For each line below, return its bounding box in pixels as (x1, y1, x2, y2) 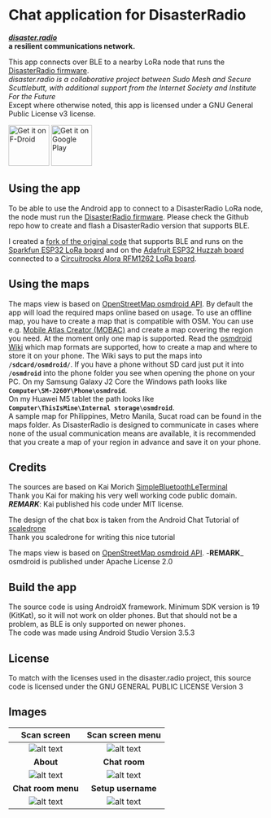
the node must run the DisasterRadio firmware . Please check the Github (8, 211, 250, 221)
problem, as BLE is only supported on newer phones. (8, 620, 186, 629)
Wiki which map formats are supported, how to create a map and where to (8, 342, 258, 351)
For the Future (8, 91, 56, 101)
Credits (8, 460, 47, 474)
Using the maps (8, 277, 90, 291)
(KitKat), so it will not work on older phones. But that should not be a (8, 611, 238, 620)
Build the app (8, 580, 77, 594)
